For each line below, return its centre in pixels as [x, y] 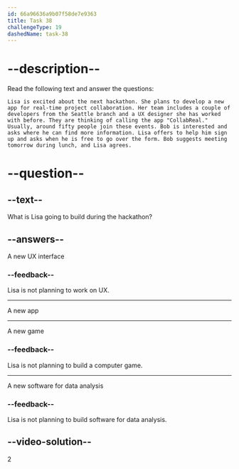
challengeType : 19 [34, 27]
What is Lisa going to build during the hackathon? [80, 217]
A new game [26, 331]
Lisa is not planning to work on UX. [59, 290]
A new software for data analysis [55, 386]
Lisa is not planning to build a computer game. [75, 365]
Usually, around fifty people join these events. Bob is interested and [117, 127]
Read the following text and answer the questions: [81, 89]
